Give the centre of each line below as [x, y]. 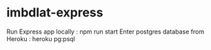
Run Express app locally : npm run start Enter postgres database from [105, 32]
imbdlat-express [55, 13]
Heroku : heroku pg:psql [41, 38]
